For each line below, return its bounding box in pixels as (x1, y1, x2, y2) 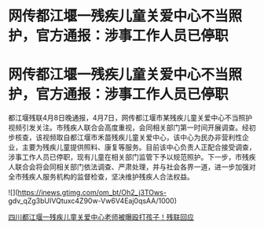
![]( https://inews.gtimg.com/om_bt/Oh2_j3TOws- (8, 188, 167, 198)
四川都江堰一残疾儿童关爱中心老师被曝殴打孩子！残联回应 (8, 212, 194, 222)
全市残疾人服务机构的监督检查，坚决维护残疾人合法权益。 (8, 172, 194, 182)
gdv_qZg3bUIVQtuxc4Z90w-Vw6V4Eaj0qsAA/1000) (8, 196, 177, 205)
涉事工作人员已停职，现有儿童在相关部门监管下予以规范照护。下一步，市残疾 (8, 153, 256, 162)
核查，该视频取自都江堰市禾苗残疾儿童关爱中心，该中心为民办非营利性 (14, 133, 242, 142)
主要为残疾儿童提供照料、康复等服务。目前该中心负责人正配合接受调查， (21, 142, 256, 152)
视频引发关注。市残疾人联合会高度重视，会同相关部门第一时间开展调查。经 (8, 123, 249, 132)
